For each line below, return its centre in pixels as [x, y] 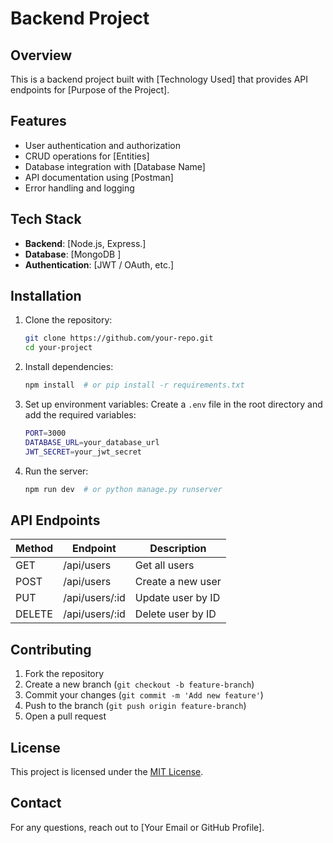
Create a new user [178, 582]
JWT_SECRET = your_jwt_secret [83, 452]
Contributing [51, 649]
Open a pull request [65, 716]
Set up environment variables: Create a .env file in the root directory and [173, 404]
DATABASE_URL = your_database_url [92, 442]
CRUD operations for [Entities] [87, 156]
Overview [41, 55]
